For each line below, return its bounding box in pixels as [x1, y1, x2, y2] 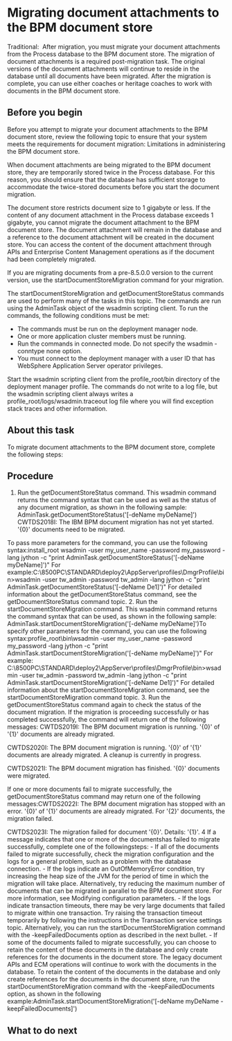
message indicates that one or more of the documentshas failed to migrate [7, 835, 220, 844]
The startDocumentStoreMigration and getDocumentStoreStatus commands [7, 289, 224, 297]
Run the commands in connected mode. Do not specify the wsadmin [17, 339, 213, 348]
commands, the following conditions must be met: [7, 311, 150, 319]
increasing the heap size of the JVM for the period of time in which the [7, 872, 209, 880]
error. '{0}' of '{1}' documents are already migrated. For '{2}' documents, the [7, 807, 226, 815]
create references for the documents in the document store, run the [7, 975, 201, 984]
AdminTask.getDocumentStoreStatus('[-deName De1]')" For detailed [7, 583, 202, 591]
